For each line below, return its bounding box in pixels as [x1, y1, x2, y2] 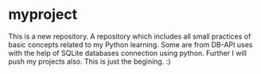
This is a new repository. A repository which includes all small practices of [8, 31, 251, 41]
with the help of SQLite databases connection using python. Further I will [8, 48, 247, 57]
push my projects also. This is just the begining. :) [8, 57, 171, 66]
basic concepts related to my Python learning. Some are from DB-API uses [8, 39, 253, 49]
